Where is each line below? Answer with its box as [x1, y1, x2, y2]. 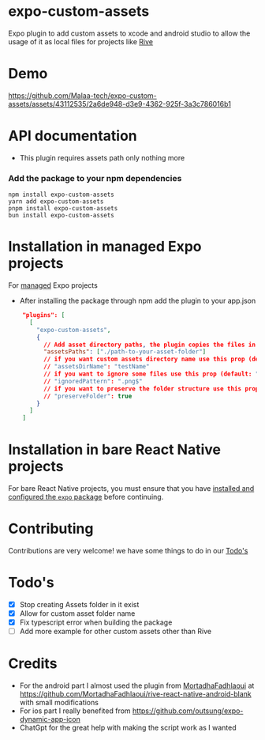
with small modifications [19, 698, 99, 708]
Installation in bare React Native [8, 441, 222, 459]
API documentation [8, 127, 138, 145]
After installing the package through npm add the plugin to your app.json [19, 296, 256, 306]
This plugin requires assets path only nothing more [19, 153, 185, 162]
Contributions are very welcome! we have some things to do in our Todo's [8, 546, 248, 556]
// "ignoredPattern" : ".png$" [43, 377, 144, 385]
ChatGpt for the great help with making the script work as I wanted [19, 723, 237, 733]
